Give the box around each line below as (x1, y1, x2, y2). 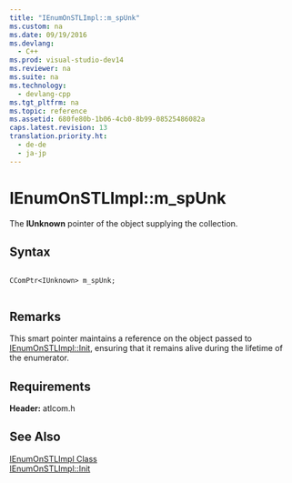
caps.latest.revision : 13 (9, 124, 107, 133)
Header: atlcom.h (9, 403, 76, 414)
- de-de (17, 140, 47, 149)
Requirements (9, 378, 91, 394)
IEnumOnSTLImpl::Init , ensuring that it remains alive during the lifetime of (9, 343, 284, 354)
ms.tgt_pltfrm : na (9, 97, 79, 107)
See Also (9, 429, 61, 445)
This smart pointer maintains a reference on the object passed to (9, 333, 253, 344)
